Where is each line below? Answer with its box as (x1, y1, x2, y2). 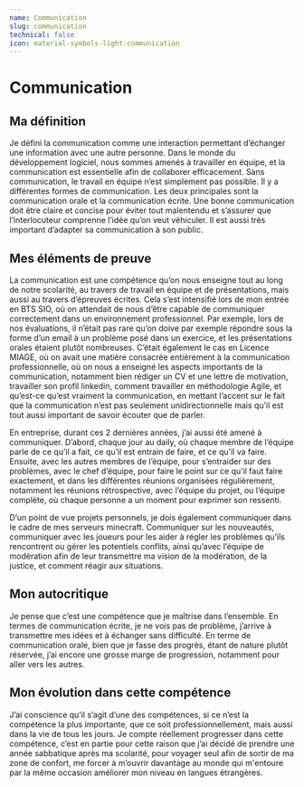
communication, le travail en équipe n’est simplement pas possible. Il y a (9, 176, 279, 187)
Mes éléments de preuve (9, 250, 152, 266)
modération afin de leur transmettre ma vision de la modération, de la (9, 550, 268, 562)
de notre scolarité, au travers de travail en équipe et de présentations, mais (9, 285, 290, 296)
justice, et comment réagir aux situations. (9, 560, 164, 571)
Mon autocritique (9, 587, 109, 602)
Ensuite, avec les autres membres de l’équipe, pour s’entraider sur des (9, 456, 271, 467)
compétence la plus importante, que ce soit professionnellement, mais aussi (9, 718, 293, 730)
